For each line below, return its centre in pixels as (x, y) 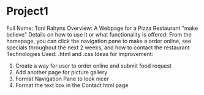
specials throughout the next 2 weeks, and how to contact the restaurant (98, 47)
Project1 (28, 11)
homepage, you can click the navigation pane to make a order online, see (99, 41)
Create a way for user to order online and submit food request (93, 66)
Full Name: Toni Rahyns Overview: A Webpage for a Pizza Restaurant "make (102, 28)
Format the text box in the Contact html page (72, 85)
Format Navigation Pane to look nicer (62, 79)
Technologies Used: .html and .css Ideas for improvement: (80, 54)
